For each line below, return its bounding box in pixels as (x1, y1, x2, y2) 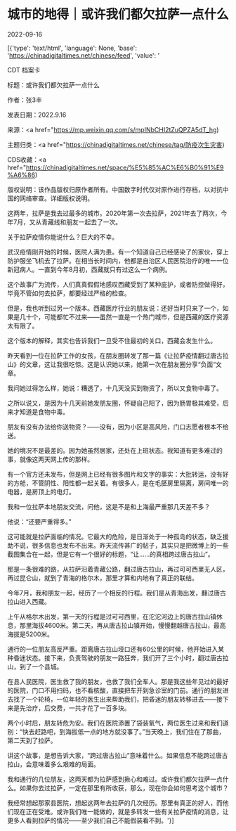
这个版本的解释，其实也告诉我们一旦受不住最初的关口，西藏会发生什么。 (7, 336, 216, 344)
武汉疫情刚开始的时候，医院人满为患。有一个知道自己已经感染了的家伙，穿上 (7, 247, 229, 256)
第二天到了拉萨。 (7, 736, 57, 745)
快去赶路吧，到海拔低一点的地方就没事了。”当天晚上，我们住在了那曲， (22, 727, 225, 735)
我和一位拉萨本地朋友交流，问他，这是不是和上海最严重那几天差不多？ (7, 502, 211, 510)
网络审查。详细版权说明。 (19, 194, 93, 202)
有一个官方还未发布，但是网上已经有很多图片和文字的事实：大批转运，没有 (7, 470, 223, 478)
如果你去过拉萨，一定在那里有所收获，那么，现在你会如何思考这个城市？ (19, 783, 229, 792)
